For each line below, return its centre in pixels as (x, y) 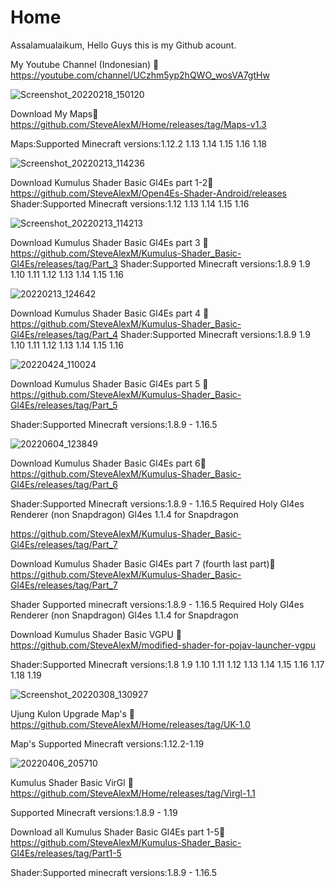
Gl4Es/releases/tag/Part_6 (64, 484)
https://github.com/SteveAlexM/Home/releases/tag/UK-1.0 (130, 724)
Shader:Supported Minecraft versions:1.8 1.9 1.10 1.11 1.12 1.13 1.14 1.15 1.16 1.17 (167, 664)
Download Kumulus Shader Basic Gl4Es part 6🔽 (108, 463)
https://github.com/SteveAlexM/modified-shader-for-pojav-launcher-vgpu (163, 645)
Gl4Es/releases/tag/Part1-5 (66, 853)
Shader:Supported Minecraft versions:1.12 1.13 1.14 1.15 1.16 (130, 203)
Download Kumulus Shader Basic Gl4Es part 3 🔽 (109, 242)
